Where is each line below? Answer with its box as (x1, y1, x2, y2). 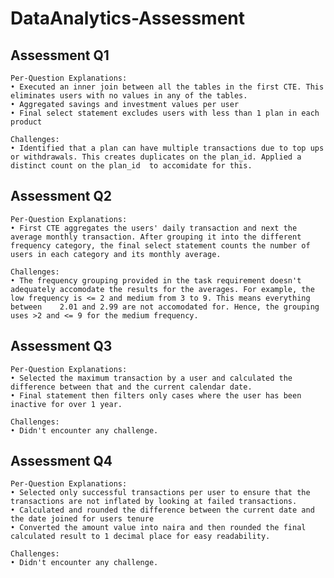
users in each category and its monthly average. (10, 249, 222, 259)
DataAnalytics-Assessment (10, 7, 245, 30)
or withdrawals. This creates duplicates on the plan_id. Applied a (10, 152, 302, 162)
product (10, 117, 43, 127)
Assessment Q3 (10, 338, 113, 355)
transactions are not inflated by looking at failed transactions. (10, 497, 298, 507)
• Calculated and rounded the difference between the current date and (10, 505, 315, 516)
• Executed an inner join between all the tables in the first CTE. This (10, 82, 325, 92)
